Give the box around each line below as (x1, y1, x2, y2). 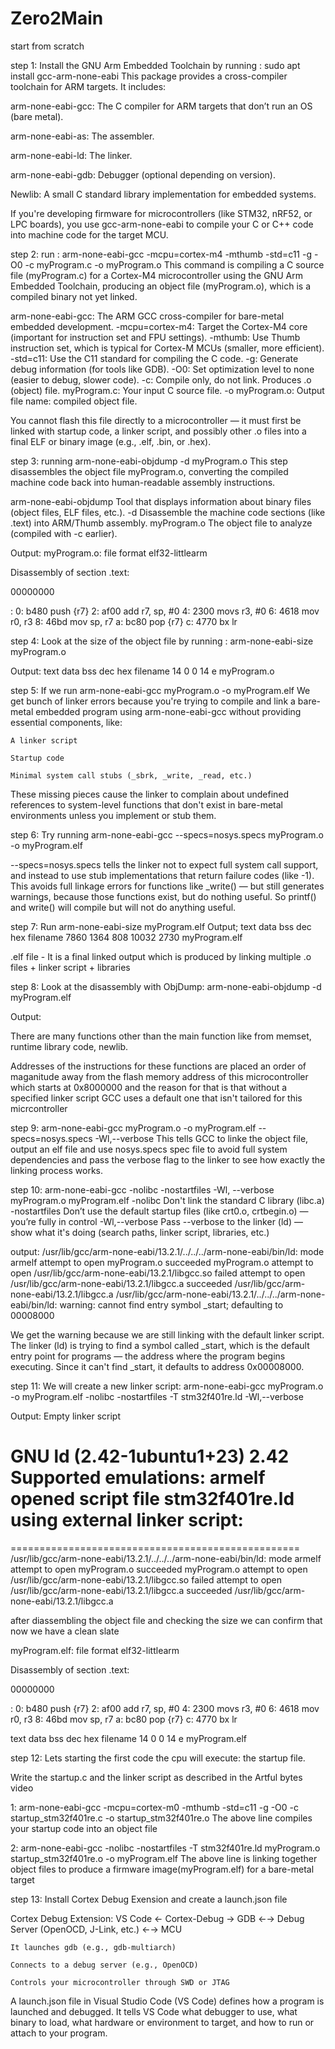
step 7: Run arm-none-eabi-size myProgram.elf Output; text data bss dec (10, 920, 312, 932)
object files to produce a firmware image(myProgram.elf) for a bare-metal (10, 1863, 315, 1875)
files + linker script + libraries (10, 961, 131, 973)
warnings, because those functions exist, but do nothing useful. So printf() (10, 890, 317, 902)
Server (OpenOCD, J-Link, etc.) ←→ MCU (10, 1923, 183, 1935)
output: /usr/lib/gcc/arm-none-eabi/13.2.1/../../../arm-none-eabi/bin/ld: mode (10, 1245, 325, 1257)
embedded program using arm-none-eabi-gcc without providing (35, 705, 302, 717)
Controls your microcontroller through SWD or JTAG (10, 1977, 230, 1987)
